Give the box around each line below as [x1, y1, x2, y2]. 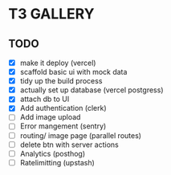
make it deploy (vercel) [19, 58, 96, 67]
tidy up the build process [19, 76, 103, 86]
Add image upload [19, 112, 81, 122]
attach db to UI [19, 94, 70, 104]
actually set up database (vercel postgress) [19, 85, 164, 95]
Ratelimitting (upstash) [19, 157, 95, 167]
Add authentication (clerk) [19, 104, 107, 113]
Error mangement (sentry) [19, 121, 107, 131]
